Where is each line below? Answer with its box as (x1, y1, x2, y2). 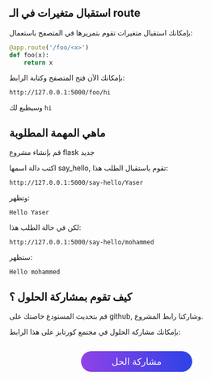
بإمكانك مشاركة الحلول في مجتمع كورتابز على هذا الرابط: (9, 327, 181, 337)
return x (23, 58, 53, 67)
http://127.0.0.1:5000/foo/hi (9, 89, 112, 97)
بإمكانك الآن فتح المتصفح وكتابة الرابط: (9, 73, 125, 83)
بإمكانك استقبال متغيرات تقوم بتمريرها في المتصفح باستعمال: (9, 27, 193, 37)
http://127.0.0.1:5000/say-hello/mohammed (9, 238, 154, 247)
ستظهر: (9, 253, 33, 262)
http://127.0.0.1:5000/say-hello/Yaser (9, 179, 144, 187)
